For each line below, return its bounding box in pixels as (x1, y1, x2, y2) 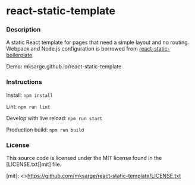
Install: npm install (6, 91, 54, 99)
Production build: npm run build (6, 126, 84, 133)
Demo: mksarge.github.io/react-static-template (6, 63, 122, 70)
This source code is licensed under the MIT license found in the (6, 155, 162, 162)
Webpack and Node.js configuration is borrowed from (6, 45, 138, 52)
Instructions (6, 78, 43, 86)
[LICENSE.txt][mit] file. (6, 161, 62, 168)
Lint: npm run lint (6, 103, 51, 110)
